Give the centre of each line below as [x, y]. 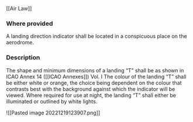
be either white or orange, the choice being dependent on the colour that [94, 83]
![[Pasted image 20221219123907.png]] [53, 113]
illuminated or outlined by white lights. [52, 101]
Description [23, 58]
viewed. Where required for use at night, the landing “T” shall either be [91, 95]
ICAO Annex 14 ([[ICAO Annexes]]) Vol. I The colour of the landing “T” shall [96, 76]
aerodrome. [20, 43]
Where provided [30, 23]
